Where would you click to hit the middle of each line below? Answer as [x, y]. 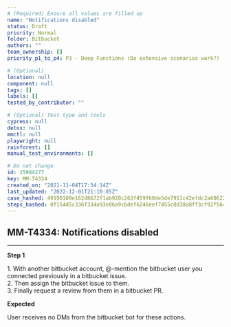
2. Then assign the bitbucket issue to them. [68, 284]
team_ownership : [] [35, 52]
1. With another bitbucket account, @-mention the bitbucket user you [105, 268]
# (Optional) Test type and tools [57, 115]
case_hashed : [26, 198]
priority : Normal [32, 33]
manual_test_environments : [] [51, 154]
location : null [29, 77]
